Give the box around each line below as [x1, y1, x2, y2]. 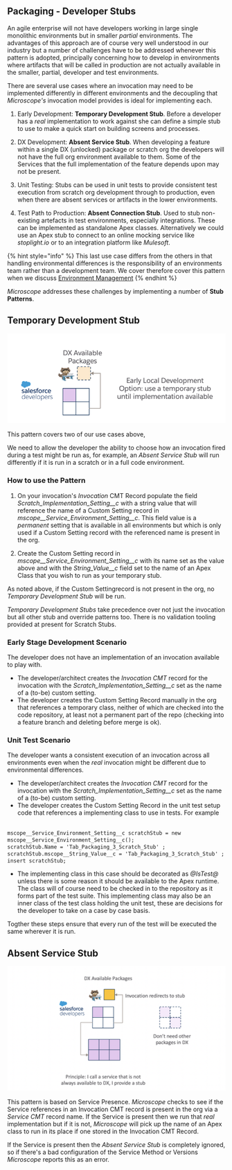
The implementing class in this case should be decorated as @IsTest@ [17, 869, 219, 878]
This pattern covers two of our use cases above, [7, 430, 145, 438]
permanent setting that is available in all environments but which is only [17, 521, 222, 529]
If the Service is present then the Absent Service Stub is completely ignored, [7, 1140, 226, 1149]
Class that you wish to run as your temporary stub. [17, 571, 162, 579]
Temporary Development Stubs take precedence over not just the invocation [7, 605, 225, 614]
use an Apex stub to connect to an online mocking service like [17, 231, 195, 239]
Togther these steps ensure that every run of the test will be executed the [7, 920, 217, 928]
